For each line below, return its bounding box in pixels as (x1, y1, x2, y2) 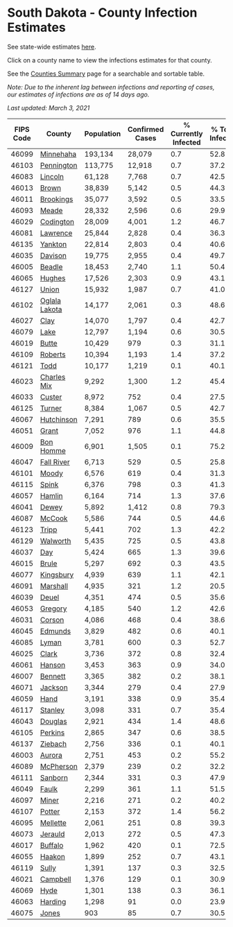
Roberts (40, 349, 66, 359)
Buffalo (40, 840, 64, 850)
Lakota (40, 304, 62, 314)
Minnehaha (40, 149, 77, 159)
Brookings (40, 194, 74, 204)
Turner (40, 403, 62, 413)
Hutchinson (40, 414, 78, 424)
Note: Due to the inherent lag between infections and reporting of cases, (7, 83, 215, 91)
